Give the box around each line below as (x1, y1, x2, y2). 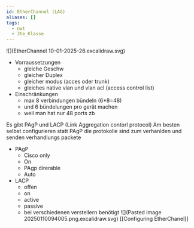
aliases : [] (6, 14, 36, 20)
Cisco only (23, 152, 50, 159)
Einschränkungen (14, 91, 59, 98)
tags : (6, 20, 20, 26)
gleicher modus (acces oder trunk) (23, 78, 110, 85)
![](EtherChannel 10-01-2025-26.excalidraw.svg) (6, 47, 126, 54)
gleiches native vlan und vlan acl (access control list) (23, 84, 154, 91)
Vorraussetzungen (14, 59, 61, 66)
